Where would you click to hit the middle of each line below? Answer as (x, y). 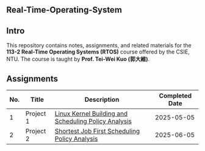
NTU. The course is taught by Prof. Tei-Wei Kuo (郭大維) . (78, 59)
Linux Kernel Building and (91, 114)
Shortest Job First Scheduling (97, 132)
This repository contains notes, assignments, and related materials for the (99, 46)
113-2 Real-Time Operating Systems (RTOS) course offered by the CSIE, (98, 52)
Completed (175, 96)
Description (102, 100)
